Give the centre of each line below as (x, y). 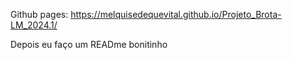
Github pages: (39, 14)
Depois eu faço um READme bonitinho (89, 44)
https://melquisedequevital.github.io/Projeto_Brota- (176, 14)
